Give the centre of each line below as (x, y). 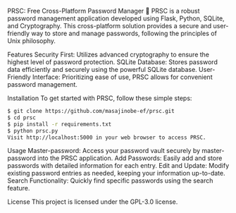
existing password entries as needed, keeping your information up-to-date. (116, 174)
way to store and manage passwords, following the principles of (124, 33)
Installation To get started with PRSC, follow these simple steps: (100, 98)
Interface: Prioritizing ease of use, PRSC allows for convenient (122, 77)
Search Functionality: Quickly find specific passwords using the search (110, 181)
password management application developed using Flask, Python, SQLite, (116, 18)
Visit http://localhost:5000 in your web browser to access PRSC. (107, 138)
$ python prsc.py (33, 130)
